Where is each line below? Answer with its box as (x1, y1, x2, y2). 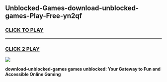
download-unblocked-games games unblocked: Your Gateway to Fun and (5, 66, 161, 72)
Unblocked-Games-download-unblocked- (5, 4, 139, 12)
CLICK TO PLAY (5, 27, 44, 34)
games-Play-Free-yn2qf (5, 12, 82, 20)
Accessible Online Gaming (5, 71, 61, 77)
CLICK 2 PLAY (5, 45, 40, 52)
